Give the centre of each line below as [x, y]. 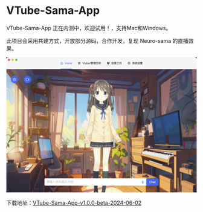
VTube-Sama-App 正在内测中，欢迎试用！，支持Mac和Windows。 [89, 28]
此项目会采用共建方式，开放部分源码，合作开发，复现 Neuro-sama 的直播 [98, 40]
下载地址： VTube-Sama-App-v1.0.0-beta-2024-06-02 [74, 203]
